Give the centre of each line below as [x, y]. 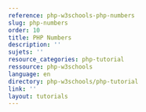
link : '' [22, 89]
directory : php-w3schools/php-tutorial [73, 81]
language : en [29, 74]
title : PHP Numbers [40, 37]
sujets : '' [26, 52]
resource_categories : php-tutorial [66, 60]
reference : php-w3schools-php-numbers [71, 15]
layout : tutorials [38, 96]
